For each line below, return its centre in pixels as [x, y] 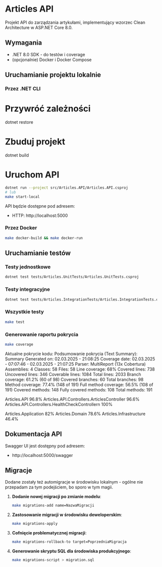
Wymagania [24, 43]
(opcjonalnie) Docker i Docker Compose [52, 60]
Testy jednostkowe [28, 267]
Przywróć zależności [48, 109]
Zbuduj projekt [35, 142]
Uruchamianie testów [38, 253]
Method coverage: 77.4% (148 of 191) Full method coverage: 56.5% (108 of [79, 385]
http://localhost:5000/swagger [42, 455]
